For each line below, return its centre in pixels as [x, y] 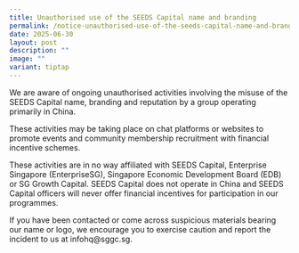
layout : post [33, 42]
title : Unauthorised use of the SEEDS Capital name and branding [133, 17]
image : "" [28, 59]
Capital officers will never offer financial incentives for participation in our [144, 193]
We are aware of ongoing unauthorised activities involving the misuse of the [149, 92]
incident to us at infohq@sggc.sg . [71, 239]
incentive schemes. [45, 147]
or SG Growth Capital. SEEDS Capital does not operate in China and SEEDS [147, 184]
